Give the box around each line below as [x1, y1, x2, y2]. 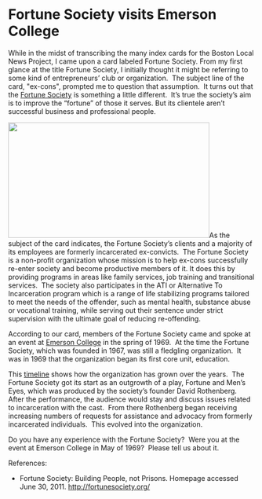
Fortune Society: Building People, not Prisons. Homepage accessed [19, 473, 239, 482]
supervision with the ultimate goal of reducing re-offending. [8, 314, 202, 323]
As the [209, 230, 231, 240]
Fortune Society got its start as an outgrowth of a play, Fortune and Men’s [8, 377, 246, 387]
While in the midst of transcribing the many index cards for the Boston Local [8, 48, 254, 57]
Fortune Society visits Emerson [8, 6, 217, 24]
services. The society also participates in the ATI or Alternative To [8, 281, 223, 290]
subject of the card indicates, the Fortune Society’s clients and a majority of [8, 238, 253, 248]
